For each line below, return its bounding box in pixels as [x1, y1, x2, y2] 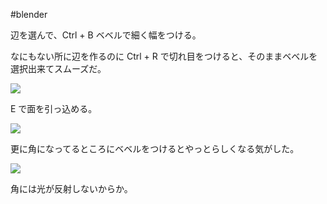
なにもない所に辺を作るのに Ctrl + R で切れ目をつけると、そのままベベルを [10, 50, 318, 62]
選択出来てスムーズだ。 [10, 63, 107, 74]
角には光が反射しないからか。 [10, 183, 133, 194]
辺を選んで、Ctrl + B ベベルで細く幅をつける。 [10, 29, 202, 41]
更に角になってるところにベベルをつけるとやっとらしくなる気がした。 [10, 143, 300, 154]
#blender [10, 9, 48, 20]
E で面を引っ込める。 [10, 103, 98, 114]
